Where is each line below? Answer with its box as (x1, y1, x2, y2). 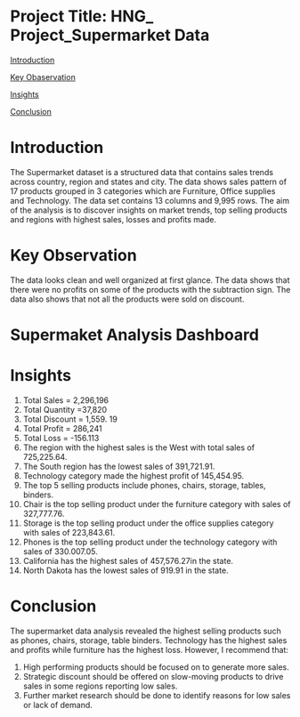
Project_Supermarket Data (10, 25, 210, 45)
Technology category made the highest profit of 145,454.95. (22, 470, 245, 481)
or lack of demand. (22, 699, 93, 710)
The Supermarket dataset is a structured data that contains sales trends (10, 166, 274, 177)
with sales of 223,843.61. (22, 527, 116, 537)
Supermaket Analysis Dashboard (10, 325, 259, 344)
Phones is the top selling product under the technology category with (22, 536, 278, 547)
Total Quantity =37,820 (22, 404, 108, 415)
